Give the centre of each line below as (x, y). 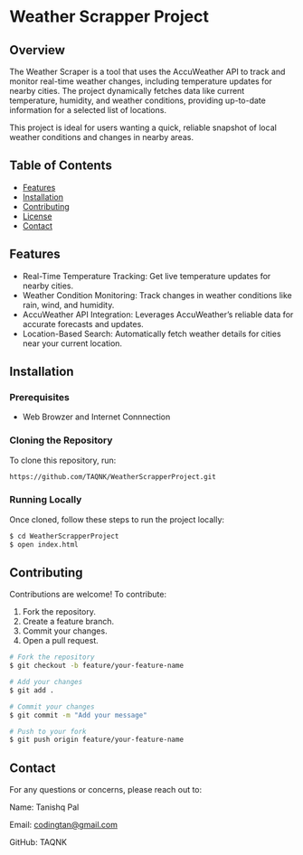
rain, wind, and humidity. (68, 305)
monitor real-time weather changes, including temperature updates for (141, 81)
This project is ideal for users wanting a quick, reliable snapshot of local (143, 127)
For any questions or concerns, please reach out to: (106, 790)
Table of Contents (61, 166)
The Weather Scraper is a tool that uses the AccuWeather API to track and (147, 71)
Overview (38, 50)
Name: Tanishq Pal (44, 807)
